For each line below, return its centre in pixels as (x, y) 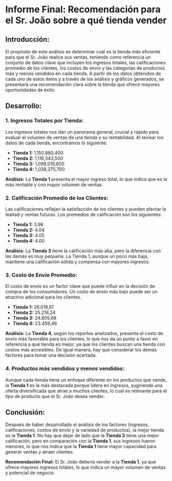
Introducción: (27, 39)
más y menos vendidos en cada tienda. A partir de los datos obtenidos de (83, 73)
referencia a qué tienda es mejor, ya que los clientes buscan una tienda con (85, 344)
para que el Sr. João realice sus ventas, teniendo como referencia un (78, 57)
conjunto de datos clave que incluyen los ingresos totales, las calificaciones (85, 62)
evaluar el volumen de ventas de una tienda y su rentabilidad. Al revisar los (84, 137)
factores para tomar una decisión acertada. (51, 355)
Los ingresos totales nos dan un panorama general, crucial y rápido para (82, 132)
